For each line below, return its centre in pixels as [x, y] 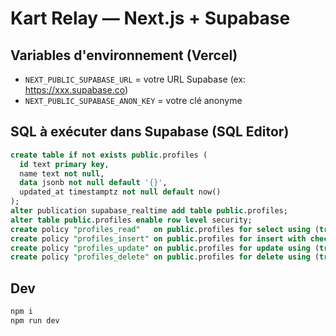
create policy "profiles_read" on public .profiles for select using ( [165, 229]
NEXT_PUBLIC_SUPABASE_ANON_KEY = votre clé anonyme [133, 100]
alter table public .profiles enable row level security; [131, 220]
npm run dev [35, 321]
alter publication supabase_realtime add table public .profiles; [149, 211]
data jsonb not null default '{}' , [93, 183]
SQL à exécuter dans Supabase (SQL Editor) [150, 132]
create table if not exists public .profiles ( [109, 155]
